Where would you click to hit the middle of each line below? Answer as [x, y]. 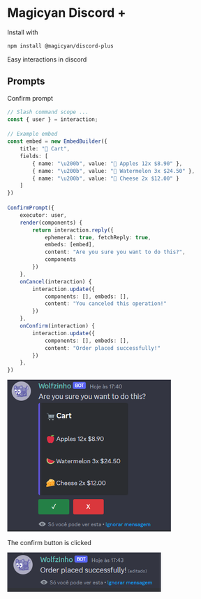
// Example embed [32, 134]
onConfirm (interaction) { [58, 326]
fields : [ [34, 156]
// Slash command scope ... [48, 112]
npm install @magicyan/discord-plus [60, 46]
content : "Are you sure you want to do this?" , [115, 252]
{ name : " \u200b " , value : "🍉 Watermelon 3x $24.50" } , [114, 171]
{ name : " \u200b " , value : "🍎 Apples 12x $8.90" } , [107, 163]
